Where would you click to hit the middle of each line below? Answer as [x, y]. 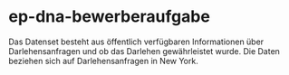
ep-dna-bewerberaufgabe [109, 17]
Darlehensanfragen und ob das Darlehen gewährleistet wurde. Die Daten [144, 51]
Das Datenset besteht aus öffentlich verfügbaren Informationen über [136, 42]
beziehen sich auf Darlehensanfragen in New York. [103, 61]
